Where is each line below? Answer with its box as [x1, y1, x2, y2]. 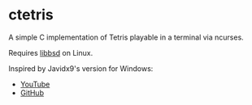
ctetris [8, 6, 54, 24]
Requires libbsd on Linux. [8, 48, 93, 57]
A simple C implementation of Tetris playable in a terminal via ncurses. [8, 32, 244, 42]
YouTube [20, 79, 50, 89]
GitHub [20, 87, 45, 98]
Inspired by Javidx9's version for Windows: [8, 63, 154, 73]
